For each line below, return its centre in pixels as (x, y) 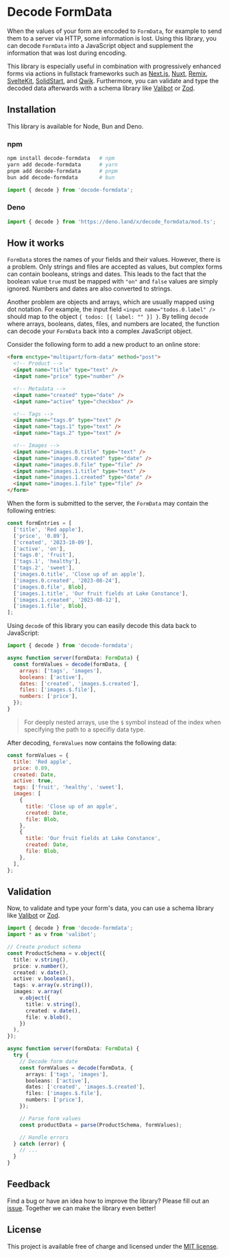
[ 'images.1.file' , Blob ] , (50, 606)
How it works (36, 243)
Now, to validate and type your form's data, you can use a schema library (110, 908)
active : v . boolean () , (44, 979)
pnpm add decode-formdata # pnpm (62, 171)
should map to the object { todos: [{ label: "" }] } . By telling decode (108, 317)
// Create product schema (44, 947)
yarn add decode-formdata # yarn (62, 165)
